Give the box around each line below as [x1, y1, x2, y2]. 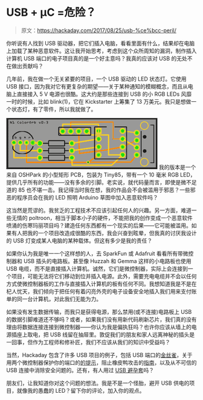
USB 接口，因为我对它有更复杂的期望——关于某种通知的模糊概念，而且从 [6, 82, 188, 90]
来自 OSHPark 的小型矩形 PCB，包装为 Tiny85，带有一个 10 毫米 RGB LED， [6, 171, 196, 178]
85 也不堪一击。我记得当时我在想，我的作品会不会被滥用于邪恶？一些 [18, 186, 190, 193]
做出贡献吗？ [11, 62, 43, 70]
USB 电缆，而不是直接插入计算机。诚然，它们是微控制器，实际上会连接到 [6, 265, 188, 272]
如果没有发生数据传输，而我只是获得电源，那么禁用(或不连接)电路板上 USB [6, 308, 192, 315]
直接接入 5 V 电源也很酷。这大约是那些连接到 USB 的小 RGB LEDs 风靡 [16, 90, 192, 98]
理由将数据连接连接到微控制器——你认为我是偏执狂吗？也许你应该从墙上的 [6, 323, 192, 330]
